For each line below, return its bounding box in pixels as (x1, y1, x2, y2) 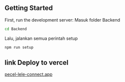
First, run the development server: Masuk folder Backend (4, 17, 121, 23)
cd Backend (4, 27, 27, 31)
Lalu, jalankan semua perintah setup (4, 35, 78, 41)
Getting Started (4, 4, 53, 12)
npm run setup (4, 45, 34, 50)
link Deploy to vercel (4, 58, 68, 67)
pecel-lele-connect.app (4, 71, 53, 78)
